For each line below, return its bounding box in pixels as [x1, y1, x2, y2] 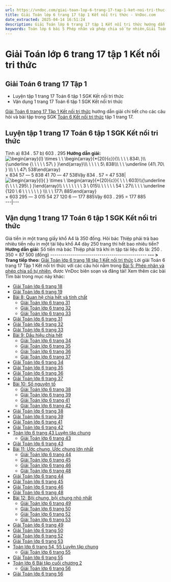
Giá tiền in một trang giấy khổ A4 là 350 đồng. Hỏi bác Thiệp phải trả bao [5, 235, 159, 241]
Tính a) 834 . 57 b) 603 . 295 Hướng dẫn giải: [5, 150, 101, 156]
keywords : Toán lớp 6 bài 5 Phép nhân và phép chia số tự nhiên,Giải [5, 27, 156, 32]
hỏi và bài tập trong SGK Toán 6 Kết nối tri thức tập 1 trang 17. [5, 114, 134, 120]
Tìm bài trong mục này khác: [5, 273, 65, 279]
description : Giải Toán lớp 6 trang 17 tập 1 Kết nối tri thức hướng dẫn [5, 21, 165, 27]
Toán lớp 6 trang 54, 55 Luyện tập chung [12, 543, 98, 549]
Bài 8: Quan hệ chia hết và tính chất [12, 294, 88, 300]
